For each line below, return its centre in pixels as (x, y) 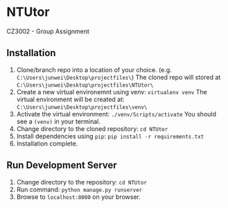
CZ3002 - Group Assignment (48, 31)
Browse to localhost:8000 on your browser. (79, 197)
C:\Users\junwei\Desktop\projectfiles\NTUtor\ (85, 85)
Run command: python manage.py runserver (79, 189)
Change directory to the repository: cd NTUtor (81, 182)
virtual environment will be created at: (71, 99)
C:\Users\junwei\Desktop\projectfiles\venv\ (82, 107)
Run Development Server (62, 165)
